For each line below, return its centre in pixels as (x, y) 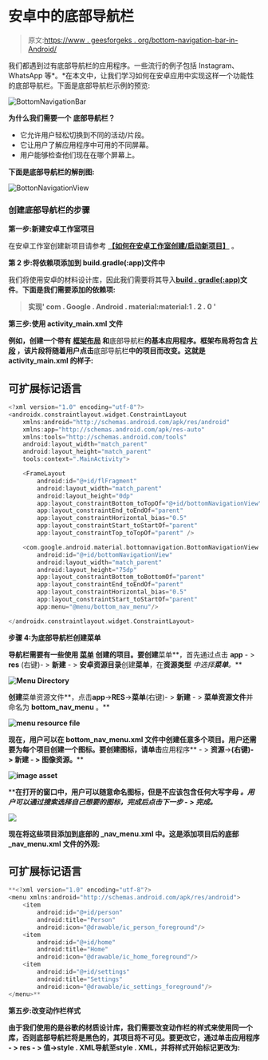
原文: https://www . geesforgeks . (82, 40)
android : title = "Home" (73, 950)
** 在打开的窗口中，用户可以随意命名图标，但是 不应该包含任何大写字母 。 (128, 792)
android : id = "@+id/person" (80, 913)
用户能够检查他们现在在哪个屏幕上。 (79, 155)
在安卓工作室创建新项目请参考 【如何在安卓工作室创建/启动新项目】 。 (124, 246)
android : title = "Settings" (80, 979)
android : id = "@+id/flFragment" (87, 481)
